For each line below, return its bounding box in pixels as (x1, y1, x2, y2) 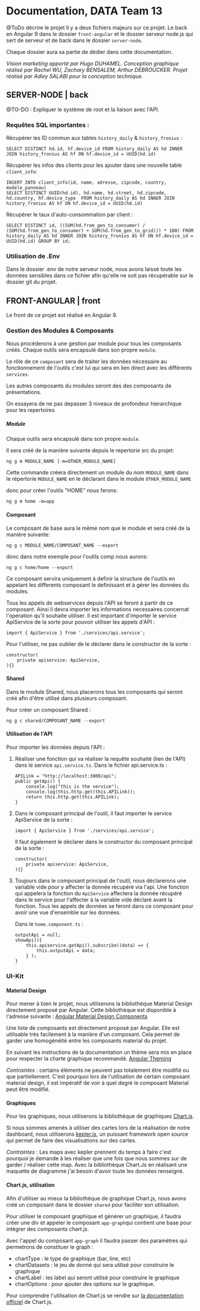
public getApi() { (14, 779, 61, 785)
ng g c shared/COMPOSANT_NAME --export (6, 718, 106, 724)
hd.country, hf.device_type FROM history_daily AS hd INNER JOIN (6, 196, 175, 202)
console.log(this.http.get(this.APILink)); (26, 789, 136, 795)
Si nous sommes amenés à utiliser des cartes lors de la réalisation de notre (6, 1124, 190, 1132)
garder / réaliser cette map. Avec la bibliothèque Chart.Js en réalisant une (6, 1161, 188, 1169)
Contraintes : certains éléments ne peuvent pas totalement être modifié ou (6, 1066, 189, 1074)
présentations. (6, 389, 42, 396)
